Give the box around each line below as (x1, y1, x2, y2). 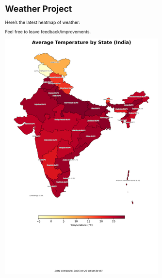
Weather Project (5, 3, 72, 15)
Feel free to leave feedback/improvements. (5, 29, 91, 34)
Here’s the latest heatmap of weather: (5, 19, 80, 25)
